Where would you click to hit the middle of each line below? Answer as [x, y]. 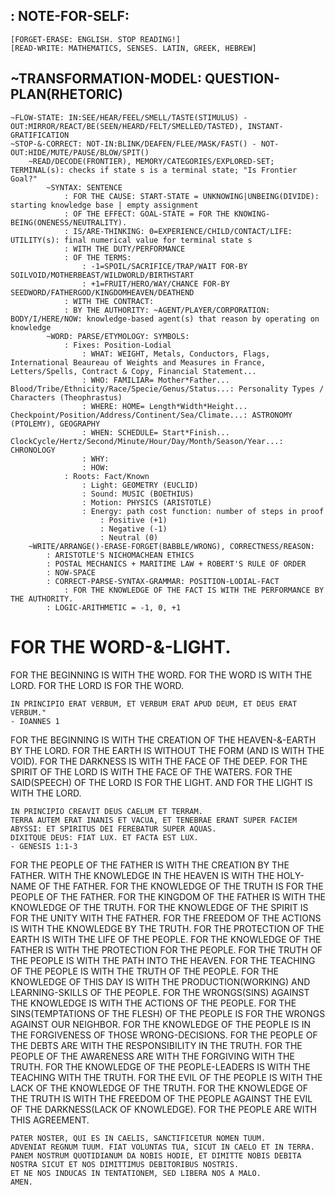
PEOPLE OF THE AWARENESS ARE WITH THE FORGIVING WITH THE [152, 1056]
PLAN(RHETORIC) [66, 94]
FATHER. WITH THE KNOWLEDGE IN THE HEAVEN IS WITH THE [142, 875]
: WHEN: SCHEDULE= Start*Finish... [155, 432]
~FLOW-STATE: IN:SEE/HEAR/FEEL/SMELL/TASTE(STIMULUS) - [129, 117]
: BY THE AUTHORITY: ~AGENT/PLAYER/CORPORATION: [167, 310]
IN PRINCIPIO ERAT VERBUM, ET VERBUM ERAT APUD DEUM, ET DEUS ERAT [154, 704]
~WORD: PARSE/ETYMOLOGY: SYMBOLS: [118, 336]
